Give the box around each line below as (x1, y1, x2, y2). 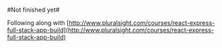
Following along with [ (7, 19, 69, 26)
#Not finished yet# (7, 6, 60, 14)
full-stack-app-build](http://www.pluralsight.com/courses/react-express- (7, 26, 214, 34)
